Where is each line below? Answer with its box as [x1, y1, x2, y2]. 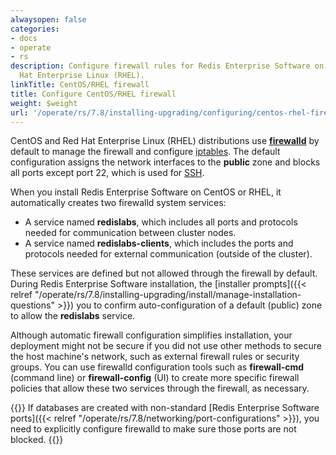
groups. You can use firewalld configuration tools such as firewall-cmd [10, 361, 305, 373]
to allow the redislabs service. [10, 310, 136, 322]
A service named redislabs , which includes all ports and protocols [24, 216, 298, 228]
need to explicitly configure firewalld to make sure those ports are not [10, 423, 297, 435]
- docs [10, 33, 38, 43]
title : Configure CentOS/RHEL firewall [10, 89, 177, 99]
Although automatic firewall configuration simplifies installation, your [10, 329, 293, 341]
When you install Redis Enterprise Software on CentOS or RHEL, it [10, 186, 282, 198]
